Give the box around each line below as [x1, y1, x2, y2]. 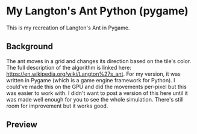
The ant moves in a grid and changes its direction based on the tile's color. [6, 57, 192, 64]
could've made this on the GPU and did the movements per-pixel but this [6, 83, 187, 90]
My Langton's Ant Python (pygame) [6, 4, 189, 18]
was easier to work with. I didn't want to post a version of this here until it [6, 89, 188, 97]
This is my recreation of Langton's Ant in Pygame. [6, 24, 130, 31]
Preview [6, 120, 38, 130]
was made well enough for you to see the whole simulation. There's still [6, 96, 184, 103]
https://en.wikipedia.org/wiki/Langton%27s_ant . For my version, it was [6, 70, 181, 78]
